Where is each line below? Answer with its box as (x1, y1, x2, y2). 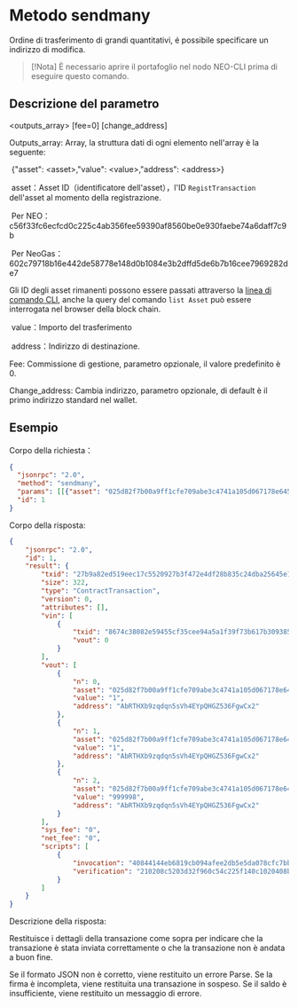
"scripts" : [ (41, 842, 90, 852)
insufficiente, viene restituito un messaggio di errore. (9, 988, 202, 999)
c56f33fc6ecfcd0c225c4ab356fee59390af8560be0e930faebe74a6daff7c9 (9, 220, 286, 231)
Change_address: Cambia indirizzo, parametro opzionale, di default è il (9, 385, 268, 396)
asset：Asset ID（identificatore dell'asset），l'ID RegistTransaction (11, 182, 256, 193)
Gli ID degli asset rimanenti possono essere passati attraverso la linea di (9, 285, 272, 295)
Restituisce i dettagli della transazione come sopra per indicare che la (9, 933, 263, 944)
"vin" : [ (41, 611, 74, 620)
